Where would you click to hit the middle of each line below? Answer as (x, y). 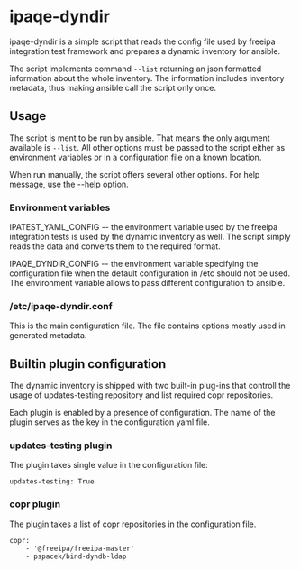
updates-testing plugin (61, 446)
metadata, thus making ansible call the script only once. (113, 87)
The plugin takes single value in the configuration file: (109, 465)
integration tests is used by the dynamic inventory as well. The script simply (150, 237)
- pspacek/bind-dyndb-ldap (76, 556)
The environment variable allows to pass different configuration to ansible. (147, 283)
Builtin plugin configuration (88, 364)
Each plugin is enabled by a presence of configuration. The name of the (142, 413)
